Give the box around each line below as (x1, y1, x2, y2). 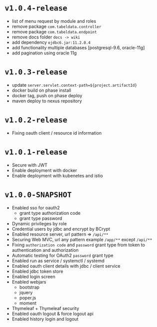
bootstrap (19, 284, 40, 290)
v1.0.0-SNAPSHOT (4, 190, 72, 199)
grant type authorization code (19, 210, 81, 216)
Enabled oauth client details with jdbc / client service (11, 263, 121, 269)
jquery (19, 289, 33, 295)
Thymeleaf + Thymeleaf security (11, 305, 79, 311)
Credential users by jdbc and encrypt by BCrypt (11, 226, 110, 232)
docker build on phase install (11, 87, 71, 93)
